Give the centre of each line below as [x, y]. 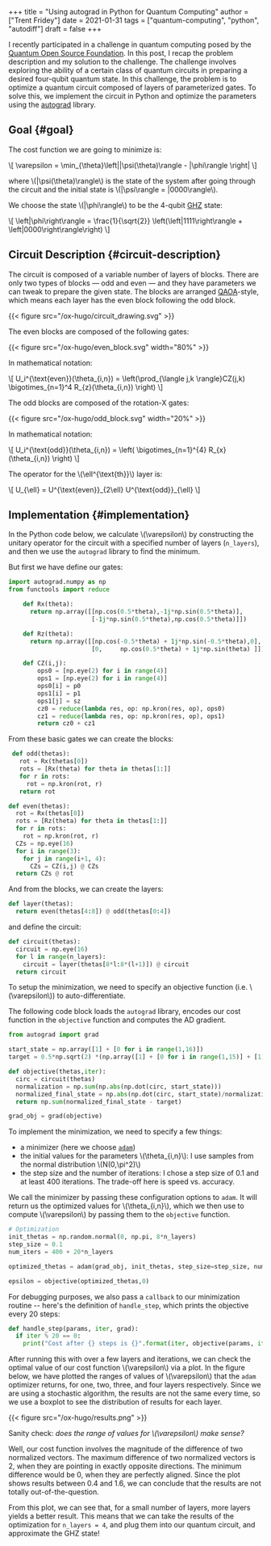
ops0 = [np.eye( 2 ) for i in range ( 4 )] [102, 671]
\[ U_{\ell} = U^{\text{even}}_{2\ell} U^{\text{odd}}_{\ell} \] [104, 489]
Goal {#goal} [41, 130]
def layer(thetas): [41, 904]
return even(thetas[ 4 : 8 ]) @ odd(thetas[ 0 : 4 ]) [94, 912]
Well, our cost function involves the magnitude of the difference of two [126, 1449]
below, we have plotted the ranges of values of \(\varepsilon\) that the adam [132, 1376]
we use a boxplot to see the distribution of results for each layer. [115, 1402]
